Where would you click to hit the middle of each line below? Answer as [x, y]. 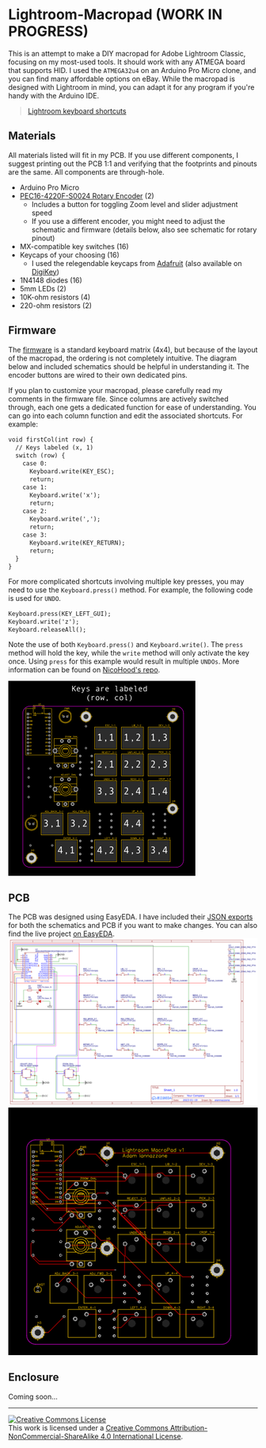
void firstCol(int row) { [51, 439]
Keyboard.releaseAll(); [47, 630]
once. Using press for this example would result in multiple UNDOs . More [124, 661]
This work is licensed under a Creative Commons [88, 1427]
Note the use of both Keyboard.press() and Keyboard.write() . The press [126, 644]
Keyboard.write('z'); [44, 622]
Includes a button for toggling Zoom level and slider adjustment [135, 204]
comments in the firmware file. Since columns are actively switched [118, 399]
